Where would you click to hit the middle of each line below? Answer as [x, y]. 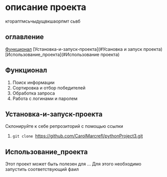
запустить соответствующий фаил [42, 169]
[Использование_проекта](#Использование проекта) [62, 54]
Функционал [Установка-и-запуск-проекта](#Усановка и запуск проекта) [84, 49]
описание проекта [46, 7]
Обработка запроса [34, 93]
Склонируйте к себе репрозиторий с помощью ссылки [64, 126]
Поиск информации [34, 82]
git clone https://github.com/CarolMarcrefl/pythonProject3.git [77, 136]
